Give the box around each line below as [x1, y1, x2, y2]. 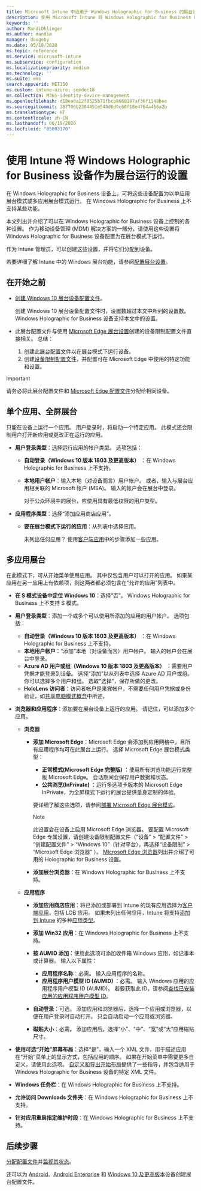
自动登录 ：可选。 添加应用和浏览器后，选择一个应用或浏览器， [32, 1005, 187, 1013]
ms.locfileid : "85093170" [6, 126, 71, 132]
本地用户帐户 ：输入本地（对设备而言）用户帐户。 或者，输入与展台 [23, 477, 188, 484]
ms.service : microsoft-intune [6, 53, 82, 59]
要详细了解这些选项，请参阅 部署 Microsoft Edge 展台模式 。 [32, 801, 178, 808]
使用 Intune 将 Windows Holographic [6, 154, 191, 168]
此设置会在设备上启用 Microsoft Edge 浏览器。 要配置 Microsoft [32, 826, 189, 833]
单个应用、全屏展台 [6, 407, 77, 417]
